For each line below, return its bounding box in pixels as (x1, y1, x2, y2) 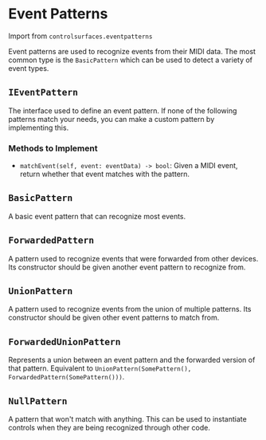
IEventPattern (8, 87, 78, 98)
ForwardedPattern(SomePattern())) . (8, 372, 125, 382)
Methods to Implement (8, 143, 98, 154)
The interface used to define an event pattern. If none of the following (8, 105, 237, 116)
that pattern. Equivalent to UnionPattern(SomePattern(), (8, 363, 192, 373)
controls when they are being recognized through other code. (8, 423, 211, 433)
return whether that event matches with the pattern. (19, 169, 190, 179)
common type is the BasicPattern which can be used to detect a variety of (8, 55, 253, 65)
